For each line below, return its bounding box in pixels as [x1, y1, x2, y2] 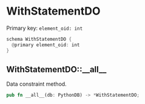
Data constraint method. [6, 80, 67, 88]
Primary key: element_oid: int [6, 24, 83, 32]
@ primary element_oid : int [12, 41, 80, 48]
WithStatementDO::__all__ [6, 64, 107, 74]
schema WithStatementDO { [6, 36, 72, 42]
